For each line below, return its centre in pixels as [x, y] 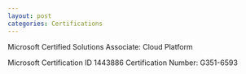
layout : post [30, 16]
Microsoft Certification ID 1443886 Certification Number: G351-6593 [123, 63]
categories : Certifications [55, 24]
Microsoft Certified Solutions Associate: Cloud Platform [100, 46]
